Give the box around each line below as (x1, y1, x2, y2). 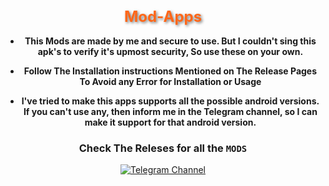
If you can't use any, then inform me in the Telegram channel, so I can (23, 105, 318, 117)
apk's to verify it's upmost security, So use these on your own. (37, 45, 304, 57)
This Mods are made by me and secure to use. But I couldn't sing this (24, 35, 317, 47)
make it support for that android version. (84, 116, 257, 128)
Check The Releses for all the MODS (78, 141, 248, 155)
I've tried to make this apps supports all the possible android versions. (21, 95, 320, 107)
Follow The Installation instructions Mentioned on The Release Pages (23, 65, 318, 77)
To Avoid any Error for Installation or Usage (79, 75, 262, 87)
